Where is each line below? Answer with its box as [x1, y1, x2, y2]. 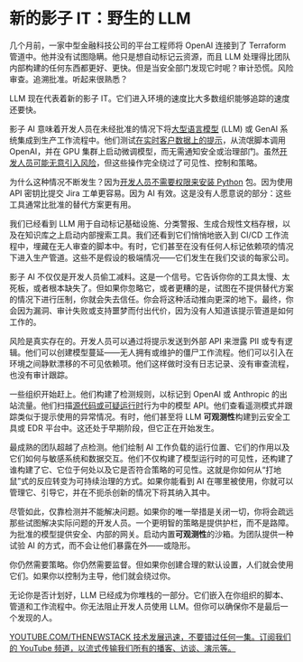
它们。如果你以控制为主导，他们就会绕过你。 [9, 570, 176, 581]
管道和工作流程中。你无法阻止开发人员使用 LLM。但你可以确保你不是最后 [9, 601, 281, 611]
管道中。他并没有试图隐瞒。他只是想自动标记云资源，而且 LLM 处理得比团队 [9, 51, 291, 61]
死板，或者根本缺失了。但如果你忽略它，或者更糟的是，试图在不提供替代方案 [9, 282, 294, 294]
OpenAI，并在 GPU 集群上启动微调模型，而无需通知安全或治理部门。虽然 [9, 145, 280, 156]
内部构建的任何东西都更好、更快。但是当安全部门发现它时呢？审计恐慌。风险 [9, 62, 294, 73]
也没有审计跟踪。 [9, 369, 73, 380]
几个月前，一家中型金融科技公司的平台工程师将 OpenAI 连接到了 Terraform [9, 40, 287, 51]
